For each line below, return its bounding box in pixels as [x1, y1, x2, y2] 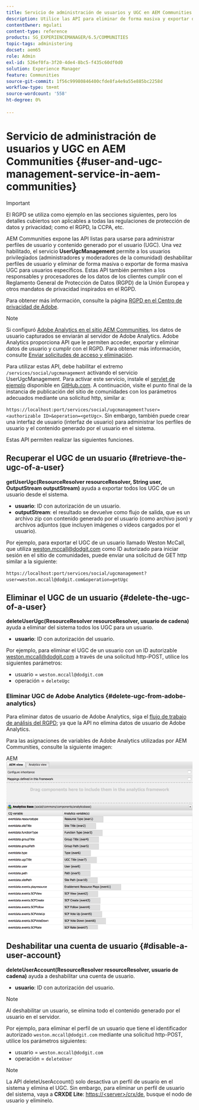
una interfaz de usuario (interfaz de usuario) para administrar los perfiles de [6, 418, 191, 425]
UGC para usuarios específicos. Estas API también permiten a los [6, 267, 166, 274]
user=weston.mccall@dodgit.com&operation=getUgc [6, 576, 129, 583]
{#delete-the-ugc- [119, 592, 190, 602]
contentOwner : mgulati [6, 22, 62, 28]
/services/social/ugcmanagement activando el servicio [6, 369, 138, 376]
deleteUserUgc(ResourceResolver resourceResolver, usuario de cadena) [6, 618, 190, 625]
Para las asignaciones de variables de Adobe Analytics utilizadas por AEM [6, 737, 187, 744]
